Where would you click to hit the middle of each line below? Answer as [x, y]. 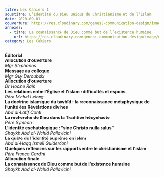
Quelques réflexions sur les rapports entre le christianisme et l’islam [76, 148]
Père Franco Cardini [25, 154]
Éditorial [14, 55]
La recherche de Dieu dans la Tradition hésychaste [57, 117]
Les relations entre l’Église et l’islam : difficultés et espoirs [65, 91]
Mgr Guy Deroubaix [25, 76]
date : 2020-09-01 [23, 19]
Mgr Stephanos [21, 65]
